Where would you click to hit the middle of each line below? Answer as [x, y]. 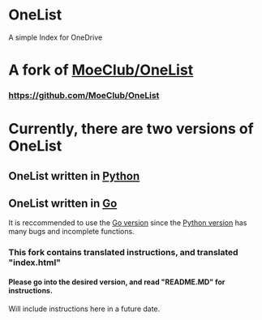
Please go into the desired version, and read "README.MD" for [117, 282]
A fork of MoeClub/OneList [101, 70]
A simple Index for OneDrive [56, 37]
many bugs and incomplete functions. [72, 232]
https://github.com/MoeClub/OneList [84, 96]
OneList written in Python [74, 176]
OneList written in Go [63, 204]
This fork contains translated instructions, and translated [123, 253]
